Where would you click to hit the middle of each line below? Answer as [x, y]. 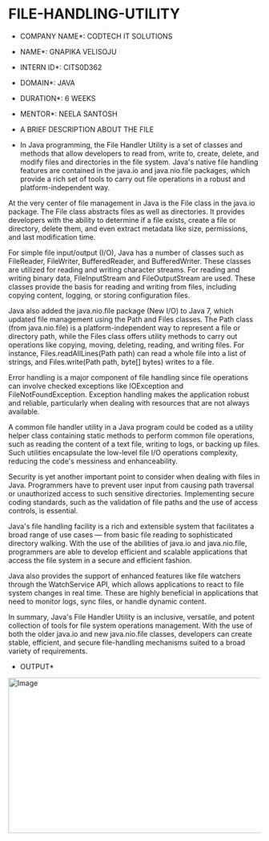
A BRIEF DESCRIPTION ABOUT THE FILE [87, 129]
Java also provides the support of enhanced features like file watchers [124, 576]
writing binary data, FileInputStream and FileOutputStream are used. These [132, 278]
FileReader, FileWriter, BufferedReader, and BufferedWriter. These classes [130, 261]
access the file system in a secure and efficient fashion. [100, 560]
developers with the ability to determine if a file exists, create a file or [122, 220]
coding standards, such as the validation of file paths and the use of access [133, 502]
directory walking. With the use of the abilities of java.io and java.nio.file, [128, 543]
